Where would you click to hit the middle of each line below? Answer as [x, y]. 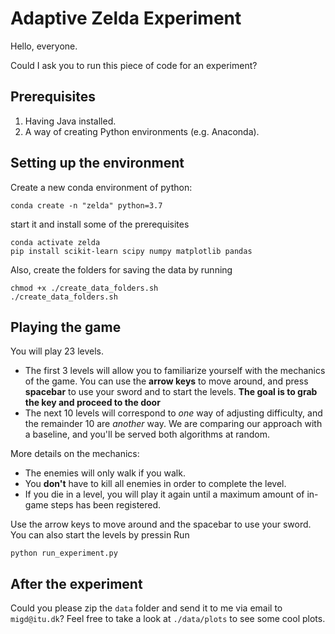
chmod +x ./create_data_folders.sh [84, 288]
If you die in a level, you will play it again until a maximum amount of [164, 494]
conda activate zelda [55, 242]
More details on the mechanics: [75, 454]
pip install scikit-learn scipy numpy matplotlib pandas [131, 251]
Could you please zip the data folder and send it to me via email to [146, 608]
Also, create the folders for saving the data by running [121, 269]
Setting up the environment [97, 163]
